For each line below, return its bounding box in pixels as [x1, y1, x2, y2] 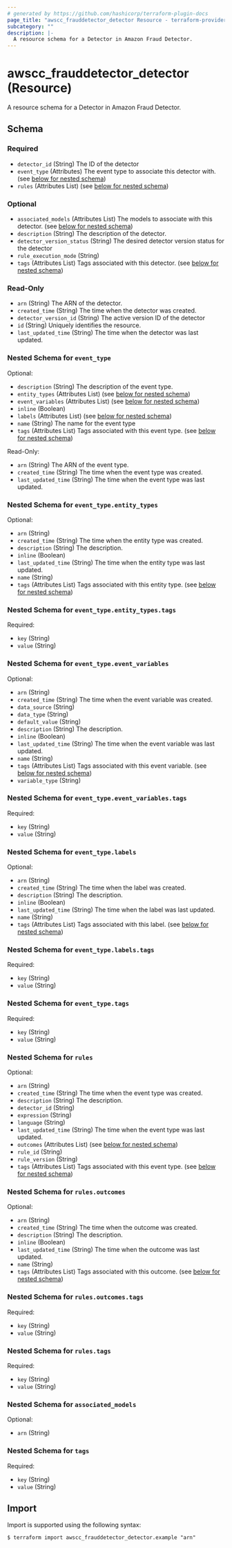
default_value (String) [17, 717, 81, 726]
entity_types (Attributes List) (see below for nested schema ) [17, 389, 191, 398]
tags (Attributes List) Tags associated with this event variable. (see [17, 762, 207, 770]
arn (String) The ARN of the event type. [17, 461, 129, 469]
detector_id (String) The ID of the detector [17, 160, 139, 168]
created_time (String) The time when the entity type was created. [17, 536, 204, 544]
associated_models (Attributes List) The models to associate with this [17, 215, 213, 223]
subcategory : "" [7, 23, 54, 30]
